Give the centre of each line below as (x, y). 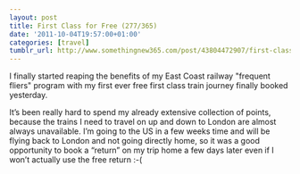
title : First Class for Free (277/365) (83, 26)
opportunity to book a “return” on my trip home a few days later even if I (142, 150)
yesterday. (29, 95)
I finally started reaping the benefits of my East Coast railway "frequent (140, 76)
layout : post (33, 17)
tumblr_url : (31, 51)
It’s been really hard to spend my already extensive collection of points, (140, 112)
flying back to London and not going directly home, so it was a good (135, 141)
